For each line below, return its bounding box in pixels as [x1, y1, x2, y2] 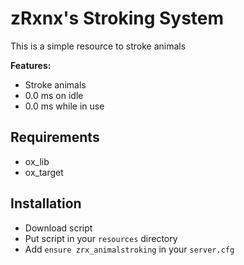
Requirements [10, 129, 100, 146]
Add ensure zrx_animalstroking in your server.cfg [24, 243, 235, 255]
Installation [10, 195, 82, 212]
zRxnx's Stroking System [10, 7, 225, 30]
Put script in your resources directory [24, 232, 178, 244]
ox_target [24, 166, 64, 178]
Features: [10, 59, 52, 71]
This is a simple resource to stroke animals [10, 40, 187, 52]
